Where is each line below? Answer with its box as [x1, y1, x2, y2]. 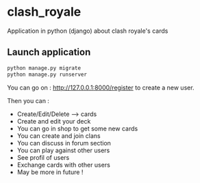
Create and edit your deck [16, 117, 91, 125]
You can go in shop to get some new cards [16, 124, 138, 132]
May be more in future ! [16, 168, 84, 176]
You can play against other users [16, 146, 110, 154]
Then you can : [7, 96, 50, 104]
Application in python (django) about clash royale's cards [7, 27, 168, 35]
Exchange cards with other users [16, 160, 111, 169]
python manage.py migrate [7, 64, 81, 72]
